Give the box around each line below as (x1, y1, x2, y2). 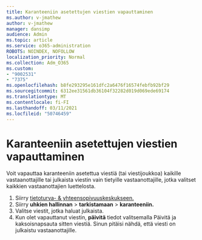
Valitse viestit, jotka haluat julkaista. (15, 207, 104, 214)
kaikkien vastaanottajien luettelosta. (6, 183, 96, 190)
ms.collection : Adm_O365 (6, 60, 69, 66)
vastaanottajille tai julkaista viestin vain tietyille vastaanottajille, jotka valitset (6, 176, 196, 183)
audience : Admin (6, 32, 47, 38)
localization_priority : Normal (6, 54, 86, 60)
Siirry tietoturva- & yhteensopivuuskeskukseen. (15, 194, 135, 202)
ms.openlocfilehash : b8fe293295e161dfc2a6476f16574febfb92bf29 (6, 83, 170, 89)
